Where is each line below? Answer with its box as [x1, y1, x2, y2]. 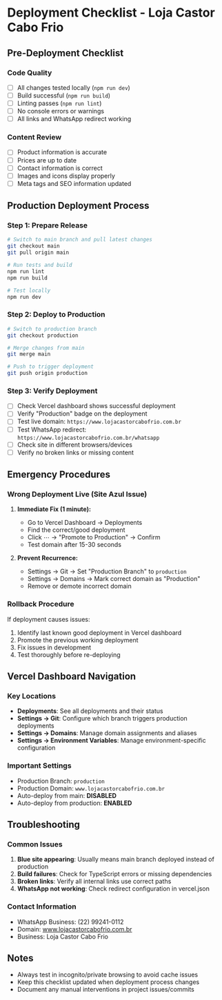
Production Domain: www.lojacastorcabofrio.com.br [17, 784, 165, 793]
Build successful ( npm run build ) [17, 91, 111, 100]
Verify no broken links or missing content [17, 448, 134, 456]
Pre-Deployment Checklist [7, 47, 124, 59]
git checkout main [7, 243, 60, 250]
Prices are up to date [17, 156, 77, 164]
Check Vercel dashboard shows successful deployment [17, 402, 176, 410]
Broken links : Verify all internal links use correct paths [17, 877, 172, 886]
